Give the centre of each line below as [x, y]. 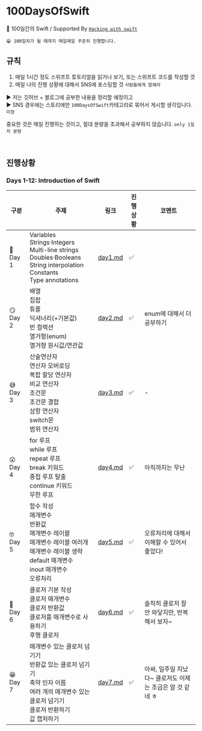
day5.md [111, 542]
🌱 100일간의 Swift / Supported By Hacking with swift [72, 28]
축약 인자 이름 [48, 683]
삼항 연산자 [44, 411]
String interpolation [57, 265]
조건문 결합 [44, 402]
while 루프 [44, 450]
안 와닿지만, [160, 613]
